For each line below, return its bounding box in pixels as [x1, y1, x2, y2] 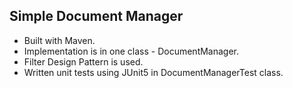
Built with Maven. [23, 34, 96, 46]
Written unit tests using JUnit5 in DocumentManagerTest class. [23, 66, 284, 78]
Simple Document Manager [9, 8, 184, 25]
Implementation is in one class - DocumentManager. [23, 45, 240, 57]
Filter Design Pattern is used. [23, 55, 144, 68]
